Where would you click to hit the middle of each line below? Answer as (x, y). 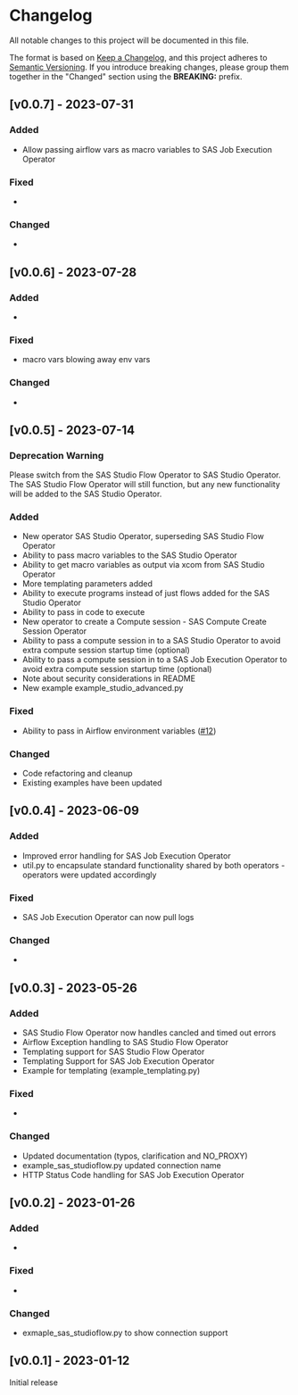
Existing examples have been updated (92, 783)
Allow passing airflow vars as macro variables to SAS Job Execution (147, 149)
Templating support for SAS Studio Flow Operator (113, 1052)
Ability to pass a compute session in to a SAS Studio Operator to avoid (151, 641)
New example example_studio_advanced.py (103, 688)
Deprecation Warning (57, 455)
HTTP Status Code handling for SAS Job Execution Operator (133, 1175)
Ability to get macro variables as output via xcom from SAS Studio (143, 565)
